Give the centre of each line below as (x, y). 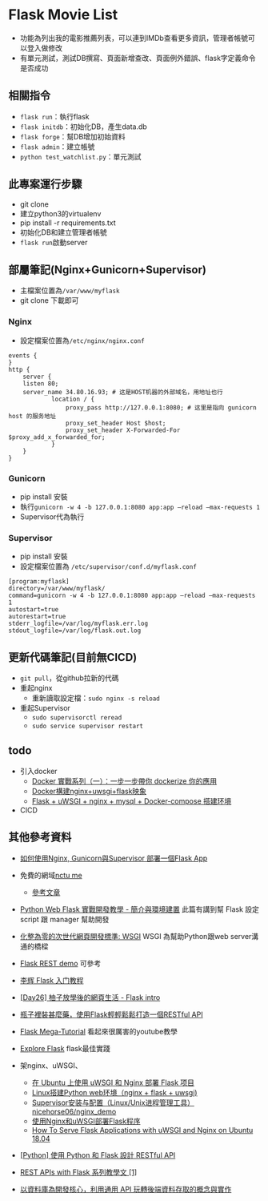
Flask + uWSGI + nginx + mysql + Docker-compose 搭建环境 (132, 801)
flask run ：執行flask (54, 116)
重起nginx (36, 688)
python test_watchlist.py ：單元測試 (80, 156)
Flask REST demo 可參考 (60, 963)
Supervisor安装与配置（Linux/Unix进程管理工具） (113, 1102)
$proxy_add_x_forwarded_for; (57, 437)
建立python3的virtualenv (60, 213)
